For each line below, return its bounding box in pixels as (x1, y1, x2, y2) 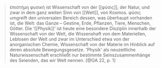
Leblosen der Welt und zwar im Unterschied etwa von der (9, 36, 130, 42)
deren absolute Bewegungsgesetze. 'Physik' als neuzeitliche (9, 47, 136, 52)
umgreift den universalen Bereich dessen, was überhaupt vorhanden (9, 15, 152, 20)
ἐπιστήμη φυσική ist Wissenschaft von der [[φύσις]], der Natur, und (9, 4, 150, 10)
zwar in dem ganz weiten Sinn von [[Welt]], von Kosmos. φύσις (9, 9, 141, 15)
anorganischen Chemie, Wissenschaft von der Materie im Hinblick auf (9, 41, 155, 47)
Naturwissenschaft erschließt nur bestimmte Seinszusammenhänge (9, 52, 150, 58)
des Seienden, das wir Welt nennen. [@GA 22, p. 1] (9, 57, 116, 63)
